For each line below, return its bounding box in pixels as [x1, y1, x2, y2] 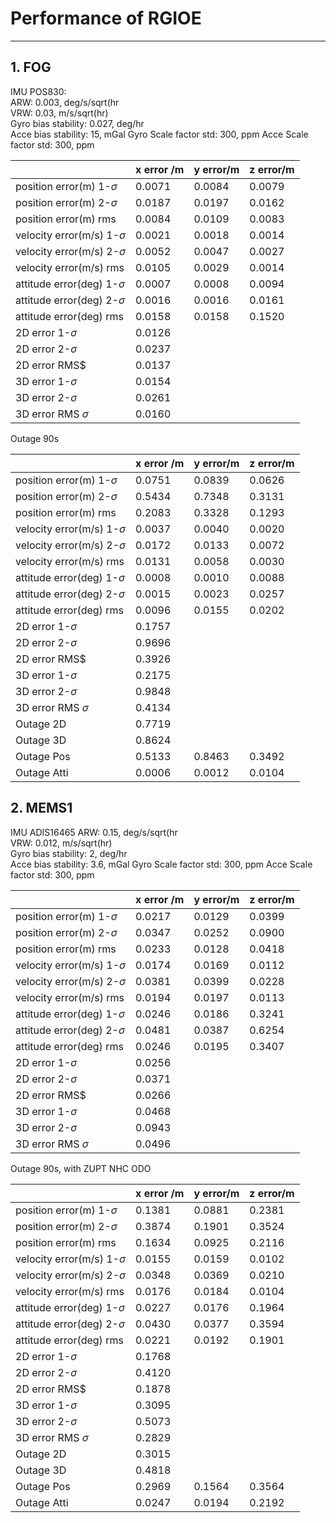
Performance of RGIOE [10, 7, 202, 30]
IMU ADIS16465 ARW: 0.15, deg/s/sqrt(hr [10, 826, 178, 838]
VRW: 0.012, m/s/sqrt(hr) [10, 837, 113, 849]
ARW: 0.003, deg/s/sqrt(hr [10, 96, 120, 108]
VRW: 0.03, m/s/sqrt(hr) [10, 107, 109, 119]
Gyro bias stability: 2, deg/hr [10, 847, 128, 859]
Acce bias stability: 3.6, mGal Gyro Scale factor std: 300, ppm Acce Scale [10, 858, 313, 870]
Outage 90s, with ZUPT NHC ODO [10, 1162, 152, 1174]
